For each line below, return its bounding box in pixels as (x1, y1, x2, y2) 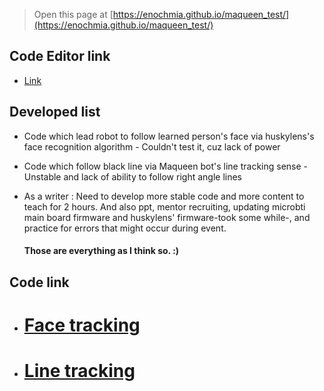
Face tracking (23, 314, 141, 336)
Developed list (9, 104, 101, 121)
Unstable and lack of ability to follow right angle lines (23, 170, 242, 183)
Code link (9, 274, 70, 291)
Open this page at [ (33, 9, 114, 20)
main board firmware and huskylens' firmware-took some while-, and (23, 211, 311, 223)
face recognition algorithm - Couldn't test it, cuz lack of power (23, 140, 281, 153)
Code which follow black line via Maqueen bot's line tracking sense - (23, 160, 309, 172)
